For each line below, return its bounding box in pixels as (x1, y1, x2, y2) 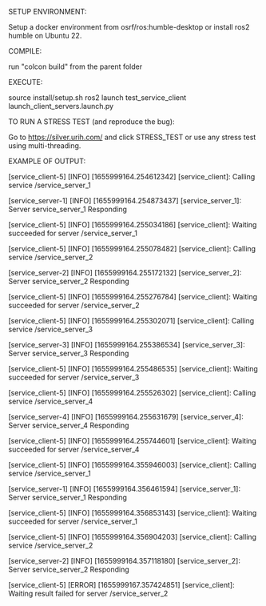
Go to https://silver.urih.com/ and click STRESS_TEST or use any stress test (8, 132, 256, 142)
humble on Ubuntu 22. (8, 31, 82, 40)
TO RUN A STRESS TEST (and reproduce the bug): (8, 117, 175, 126)
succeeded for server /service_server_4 (8, 444, 140, 454)
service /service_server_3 (8, 324, 93, 334)
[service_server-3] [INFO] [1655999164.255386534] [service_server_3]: (8, 340, 245, 349)
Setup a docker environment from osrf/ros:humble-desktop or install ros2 (8, 22, 250, 31)
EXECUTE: (8, 78, 43, 86)
